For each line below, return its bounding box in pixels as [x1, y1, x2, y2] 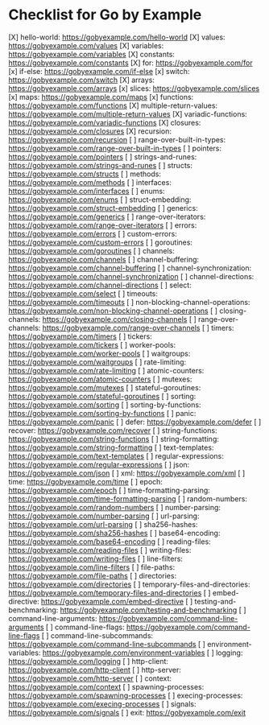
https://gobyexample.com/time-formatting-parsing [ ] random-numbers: [8, 493, 248, 504]
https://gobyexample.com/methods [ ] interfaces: [8, 177, 172, 187]
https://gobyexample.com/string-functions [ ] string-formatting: [8, 434, 220, 443]
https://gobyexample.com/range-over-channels [42, 323, 201, 332]
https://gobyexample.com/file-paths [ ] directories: [8, 571, 177, 580]
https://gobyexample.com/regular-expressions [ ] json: [8, 459, 190, 469]
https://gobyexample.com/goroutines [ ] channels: [8, 245, 176, 255]
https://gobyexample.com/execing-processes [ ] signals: [8, 698, 197, 709]
